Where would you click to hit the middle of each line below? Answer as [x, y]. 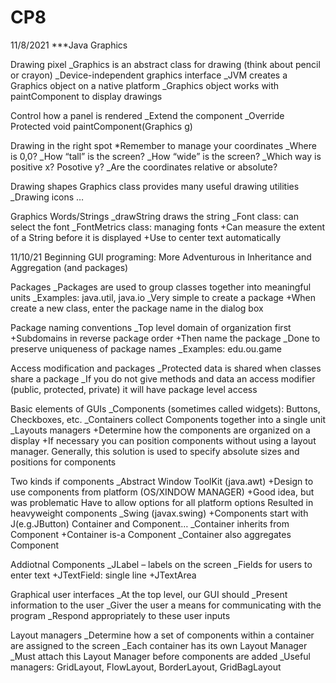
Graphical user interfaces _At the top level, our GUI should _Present [149, 594]
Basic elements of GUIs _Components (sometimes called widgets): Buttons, [165, 408]
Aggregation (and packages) [69, 267]
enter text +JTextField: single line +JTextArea [103, 575]
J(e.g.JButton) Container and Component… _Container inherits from [150, 523]
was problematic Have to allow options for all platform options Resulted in [162, 502]
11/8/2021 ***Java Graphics [69, 45]
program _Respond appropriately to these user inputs [120, 615]
